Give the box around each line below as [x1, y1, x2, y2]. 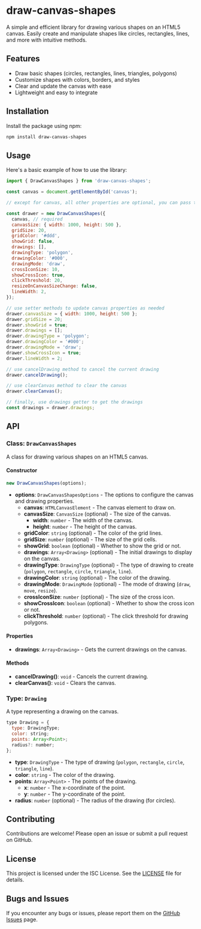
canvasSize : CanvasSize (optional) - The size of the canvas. [23, 510, 172, 517]
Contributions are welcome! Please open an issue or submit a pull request [6, 830, 188, 837]
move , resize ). [23, 586, 58, 594]
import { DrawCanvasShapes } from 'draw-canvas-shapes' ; [6, 178, 151, 184]
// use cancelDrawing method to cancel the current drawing [6, 366, 160, 373]
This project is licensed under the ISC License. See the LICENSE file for [6, 870, 182, 877]
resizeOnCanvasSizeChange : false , [11, 283, 98, 289]
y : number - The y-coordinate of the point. [23, 790, 126, 797]
